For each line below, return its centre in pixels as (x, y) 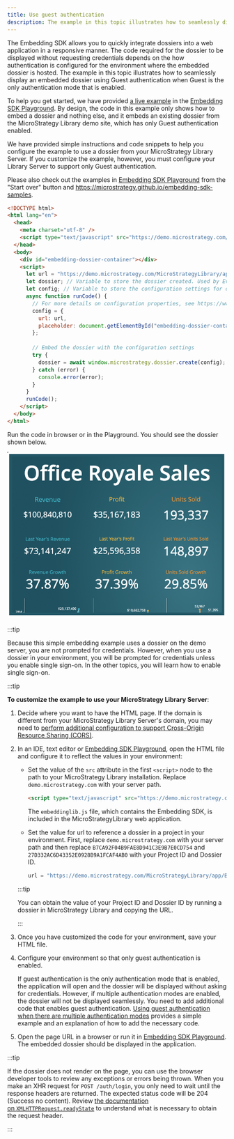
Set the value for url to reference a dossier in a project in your (116, 832)
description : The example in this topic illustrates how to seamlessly (113, 22)
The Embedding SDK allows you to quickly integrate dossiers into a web (110, 43)
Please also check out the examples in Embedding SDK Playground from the (117, 179)
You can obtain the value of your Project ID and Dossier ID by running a (119, 902)
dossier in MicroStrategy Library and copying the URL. (95, 910)
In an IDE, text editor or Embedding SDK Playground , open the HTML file (121, 749)
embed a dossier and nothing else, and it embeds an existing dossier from (114, 116)
